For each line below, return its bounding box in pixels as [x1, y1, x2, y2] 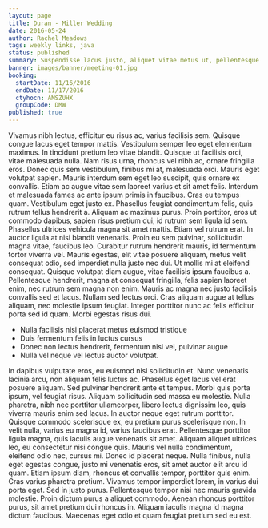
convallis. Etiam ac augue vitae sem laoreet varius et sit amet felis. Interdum [8, 182, 258, 191]
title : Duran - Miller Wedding [8, 19, 113, 27]
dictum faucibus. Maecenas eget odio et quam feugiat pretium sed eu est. [8, 510, 252, 520]
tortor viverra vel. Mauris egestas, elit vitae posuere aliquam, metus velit [8, 250, 246, 259]
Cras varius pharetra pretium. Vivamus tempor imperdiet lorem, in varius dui [8, 477, 258, 486]
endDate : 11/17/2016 [15, 86, 84, 95]
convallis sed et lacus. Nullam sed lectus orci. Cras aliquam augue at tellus [8, 292, 254, 301]
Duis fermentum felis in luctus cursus [19, 333, 143, 343]
